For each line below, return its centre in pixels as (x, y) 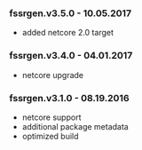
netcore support (51, 117)
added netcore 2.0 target (67, 33)
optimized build (50, 136)
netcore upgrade (53, 75)
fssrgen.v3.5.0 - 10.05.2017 (70, 13)
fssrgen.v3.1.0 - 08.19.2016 (70, 98)
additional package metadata (75, 126)
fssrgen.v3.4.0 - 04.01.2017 (71, 56)
